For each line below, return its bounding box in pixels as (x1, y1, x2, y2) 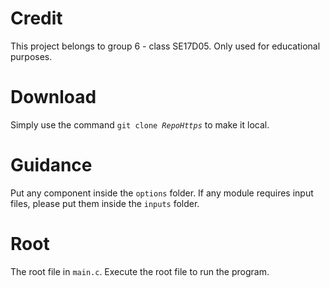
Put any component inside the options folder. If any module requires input (10, 187, 314, 199)
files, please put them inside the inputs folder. (10, 197, 200, 209)
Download (10, 86, 97, 109)
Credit (10, 7, 63, 30)
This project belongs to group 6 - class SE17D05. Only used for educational (10, 40, 321, 52)
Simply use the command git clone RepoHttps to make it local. (10, 118, 270, 131)
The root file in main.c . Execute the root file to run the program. (10, 265, 270, 277)
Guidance (10, 154, 93, 177)
